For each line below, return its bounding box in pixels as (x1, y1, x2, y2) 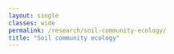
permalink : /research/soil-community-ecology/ (8, 26, 167, 34)
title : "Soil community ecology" (8, 33, 120, 42)
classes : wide (8, 19, 56, 27)
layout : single (8, 11, 59, 20)
